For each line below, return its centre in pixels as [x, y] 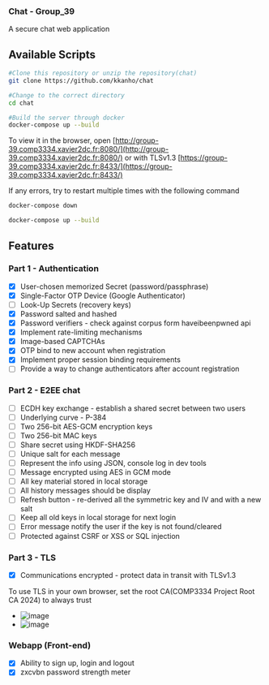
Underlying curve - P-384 [63, 417]
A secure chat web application [59, 29]
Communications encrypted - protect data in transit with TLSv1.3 [128, 575]
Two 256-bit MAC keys [58, 435]
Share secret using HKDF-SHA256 [78, 445]
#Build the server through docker [67, 118]
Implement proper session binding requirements [100, 360]
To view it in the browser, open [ [62, 140]
